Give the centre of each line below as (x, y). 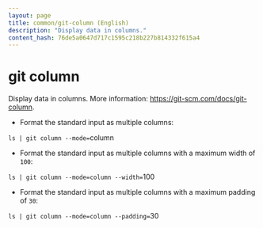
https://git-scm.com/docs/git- (198, 99)
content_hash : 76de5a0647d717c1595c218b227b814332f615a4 (104, 38)
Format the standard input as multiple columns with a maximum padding (137, 192)
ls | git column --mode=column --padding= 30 (84, 216)
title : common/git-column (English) (69, 23)
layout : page (30, 15)
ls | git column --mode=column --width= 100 (82, 177)
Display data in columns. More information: (78, 99)
